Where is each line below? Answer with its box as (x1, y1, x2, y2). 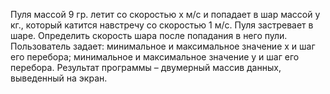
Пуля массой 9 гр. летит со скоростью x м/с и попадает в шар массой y (10, 9, 321, 20)
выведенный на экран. (10, 72, 108, 84)
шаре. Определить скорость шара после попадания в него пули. (10, 30, 288, 41)
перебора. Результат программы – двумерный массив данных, (10, 62, 282, 73)
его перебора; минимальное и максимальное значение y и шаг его (10, 51, 300, 63)
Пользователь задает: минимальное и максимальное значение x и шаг (10, 40, 316, 52)
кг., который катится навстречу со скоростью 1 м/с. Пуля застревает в (10, 19, 314, 31)
